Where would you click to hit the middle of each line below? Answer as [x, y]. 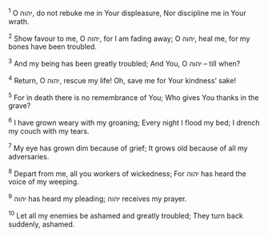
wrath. [19, 21]
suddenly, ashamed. [42, 224]
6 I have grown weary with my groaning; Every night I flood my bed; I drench [134, 122]
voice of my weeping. [44, 182]
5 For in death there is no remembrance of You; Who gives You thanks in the [134, 97]
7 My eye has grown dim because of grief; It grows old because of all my [128, 147]
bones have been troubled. [53, 46]
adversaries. [29, 156]
